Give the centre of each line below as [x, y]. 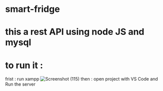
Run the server [20, 84]
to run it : [24, 65]
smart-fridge [32, 9]
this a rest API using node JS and [75, 32]
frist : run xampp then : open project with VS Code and [82, 79]
